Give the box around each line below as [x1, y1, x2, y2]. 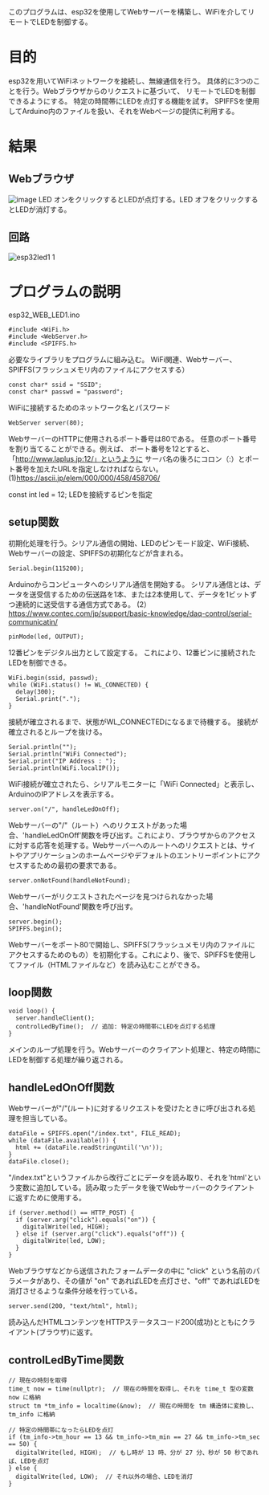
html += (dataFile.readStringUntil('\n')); [15, 1143, 163, 1152]
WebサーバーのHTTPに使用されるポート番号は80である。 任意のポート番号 [8, 434, 257, 443]
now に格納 [8, 1393, 42, 1401]
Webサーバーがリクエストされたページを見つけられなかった [8, 891, 206, 901]
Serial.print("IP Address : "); [8, 757, 116, 765]
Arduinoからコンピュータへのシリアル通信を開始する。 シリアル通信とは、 [8, 579, 255, 589]
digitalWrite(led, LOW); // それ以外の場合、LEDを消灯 [15, 1473, 194, 1481]
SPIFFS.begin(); [8, 924, 63, 933]
